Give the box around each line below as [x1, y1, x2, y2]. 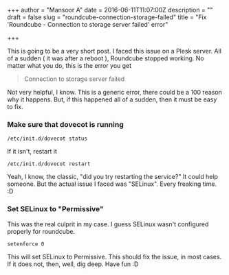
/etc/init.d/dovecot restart [7, 160, 91, 167]
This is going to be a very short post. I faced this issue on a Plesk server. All [7, 47, 222, 55]
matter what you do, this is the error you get [7, 62, 132, 69]
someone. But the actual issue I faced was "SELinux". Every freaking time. [7, 180, 217, 188]
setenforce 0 [7, 240, 45, 248]
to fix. [7, 103, 24, 110]
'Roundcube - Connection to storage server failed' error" [7, 21, 168, 28]
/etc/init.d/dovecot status [7, 135, 88, 143]
